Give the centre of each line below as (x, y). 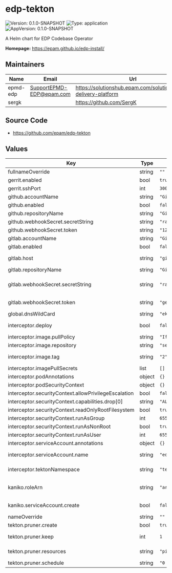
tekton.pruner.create (33, 525)
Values (17, 149)
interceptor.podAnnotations (41, 377)
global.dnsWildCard (31, 314)
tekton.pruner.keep (31, 537)
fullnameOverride (29, 172)
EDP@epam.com (50, 94)
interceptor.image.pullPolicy (41, 337)
